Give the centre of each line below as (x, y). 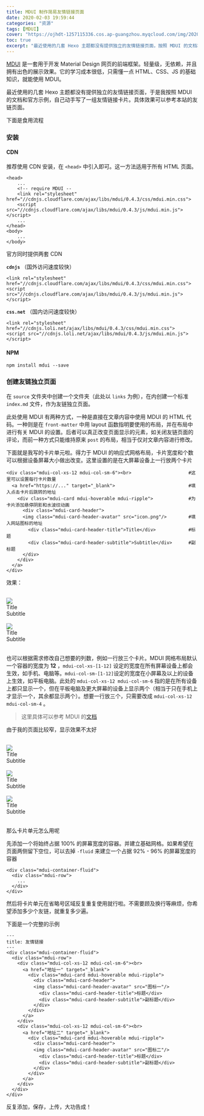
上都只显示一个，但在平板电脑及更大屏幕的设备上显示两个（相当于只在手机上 (102, 688)
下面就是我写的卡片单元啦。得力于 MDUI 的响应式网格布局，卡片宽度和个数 (100, 452)
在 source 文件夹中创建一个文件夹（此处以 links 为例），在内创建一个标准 (97, 396)
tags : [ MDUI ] (23, 29)
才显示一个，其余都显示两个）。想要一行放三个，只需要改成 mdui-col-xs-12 (99, 696)
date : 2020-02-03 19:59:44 (40, 18)
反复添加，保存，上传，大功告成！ (49, 1106)
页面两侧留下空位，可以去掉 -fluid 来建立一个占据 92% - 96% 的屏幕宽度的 (101, 851)
